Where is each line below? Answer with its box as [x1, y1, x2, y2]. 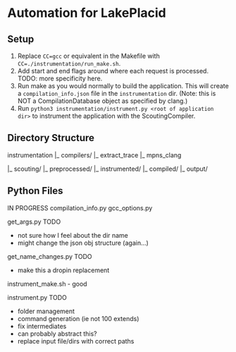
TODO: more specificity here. [17, 74, 103, 83]
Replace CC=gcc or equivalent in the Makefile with [17, 51, 160, 60]
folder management [17, 307, 75, 315]
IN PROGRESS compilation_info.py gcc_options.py [7, 203, 153, 212]
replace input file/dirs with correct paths [17, 336, 135, 345]
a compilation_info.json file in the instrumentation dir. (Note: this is [17, 90, 216, 97]
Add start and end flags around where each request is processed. [17, 67, 209, 75]
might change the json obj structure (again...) [17, 238, 149, 247]
